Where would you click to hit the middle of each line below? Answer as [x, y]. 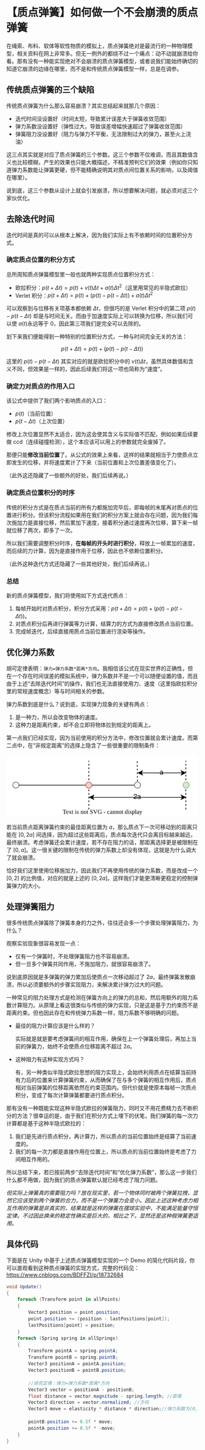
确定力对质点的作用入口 [40, 386]
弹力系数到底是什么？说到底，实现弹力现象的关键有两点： [78, 704]
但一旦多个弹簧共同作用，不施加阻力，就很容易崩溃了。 [84, 964]
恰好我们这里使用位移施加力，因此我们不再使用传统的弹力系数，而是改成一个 [102, 871]
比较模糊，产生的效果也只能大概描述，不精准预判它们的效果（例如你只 [105, 162]
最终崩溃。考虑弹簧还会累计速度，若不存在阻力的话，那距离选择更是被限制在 [102, 842]
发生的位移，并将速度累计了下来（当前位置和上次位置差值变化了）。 [95, 463]
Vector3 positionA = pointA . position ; [77, 1364]
